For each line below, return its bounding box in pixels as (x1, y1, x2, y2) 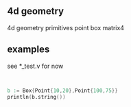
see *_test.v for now (7, 62, 64, 70)
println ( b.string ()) (7, 93, 67, 100)
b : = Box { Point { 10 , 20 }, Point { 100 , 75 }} (7, 87, 118, 94)
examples (7, 44, 50, 56)
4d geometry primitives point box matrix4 (7, 23, 125, 32)
